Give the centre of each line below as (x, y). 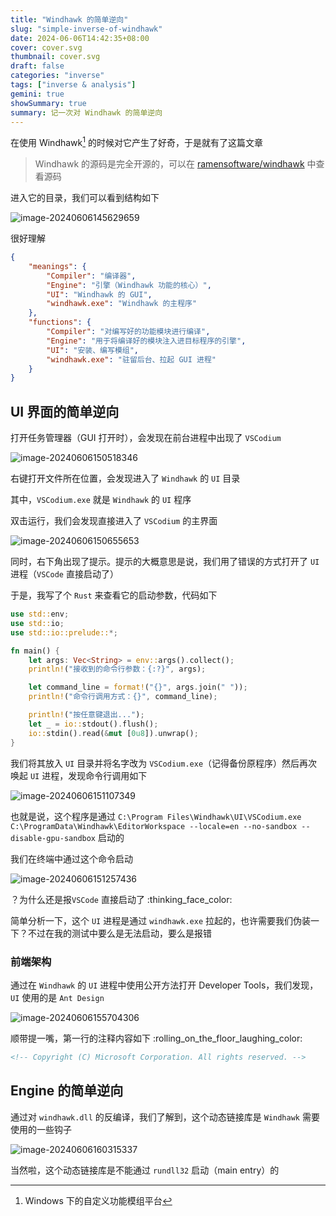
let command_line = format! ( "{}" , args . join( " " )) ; (138, 687)
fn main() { (35, 651)
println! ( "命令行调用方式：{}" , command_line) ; (123, 697)
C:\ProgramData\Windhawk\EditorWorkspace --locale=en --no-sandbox (154, 826)
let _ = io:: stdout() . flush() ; (93, 724)
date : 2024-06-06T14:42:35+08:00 (80, 38)
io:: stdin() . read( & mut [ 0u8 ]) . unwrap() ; (113, 733)
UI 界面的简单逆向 (65, 411)
